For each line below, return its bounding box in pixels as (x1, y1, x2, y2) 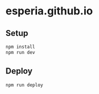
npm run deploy (5, 82, 44, 88)
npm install (5, 44, 35, 50)
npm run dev (5, 49, 35, 55)
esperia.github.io (5, 4, 93, 18)
